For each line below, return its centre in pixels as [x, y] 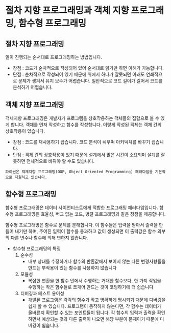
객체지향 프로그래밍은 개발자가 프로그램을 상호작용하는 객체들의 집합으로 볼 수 [82, 118]
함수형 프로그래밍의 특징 [37, 248]
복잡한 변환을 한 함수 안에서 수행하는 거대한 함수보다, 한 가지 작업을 [95, 280]
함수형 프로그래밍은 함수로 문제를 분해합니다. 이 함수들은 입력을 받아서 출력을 [82, 225]
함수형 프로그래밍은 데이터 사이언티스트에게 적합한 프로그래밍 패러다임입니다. [82, 207]
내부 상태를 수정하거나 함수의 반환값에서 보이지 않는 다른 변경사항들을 [97, 261]
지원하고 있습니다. [31, 177]
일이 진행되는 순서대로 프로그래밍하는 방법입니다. [54, 57]
